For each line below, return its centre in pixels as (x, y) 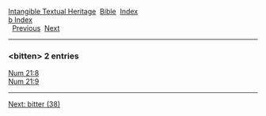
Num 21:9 (24, 81)
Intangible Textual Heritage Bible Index (73, 11)
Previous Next (36, 28)
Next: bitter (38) (34, 104)
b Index (21, 20)
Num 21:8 (24, 73)
